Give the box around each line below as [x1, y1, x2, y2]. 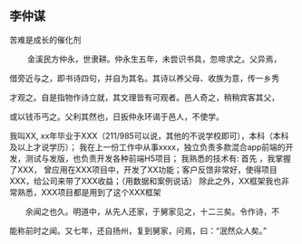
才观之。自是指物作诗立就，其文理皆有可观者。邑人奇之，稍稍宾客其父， [9, 91, 279, 102]
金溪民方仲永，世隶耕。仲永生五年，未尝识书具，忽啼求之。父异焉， [26, 53, 282, 64]
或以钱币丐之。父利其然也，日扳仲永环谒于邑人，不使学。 [9, 111, 224, 122]
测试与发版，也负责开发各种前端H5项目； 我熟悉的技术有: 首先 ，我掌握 [24, 153, 292, 164]
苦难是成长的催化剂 [9, 34, 82, 45]
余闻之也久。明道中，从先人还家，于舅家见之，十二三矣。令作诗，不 [24, 206, 279, 217]
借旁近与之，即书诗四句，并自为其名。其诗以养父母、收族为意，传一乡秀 [9, 72, 279, 83]
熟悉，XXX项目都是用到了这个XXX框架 [16, 186, 161, 197]
